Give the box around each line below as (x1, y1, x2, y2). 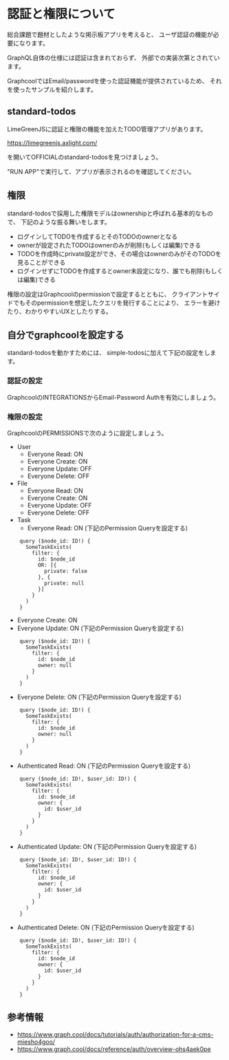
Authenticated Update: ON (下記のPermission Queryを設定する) (17, 842, 197, 850)
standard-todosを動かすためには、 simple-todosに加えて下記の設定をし (7, 349, 210, 357)
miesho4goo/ (17, 1037, 56, 1046)
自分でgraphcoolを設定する (7, 329, 124, 340)
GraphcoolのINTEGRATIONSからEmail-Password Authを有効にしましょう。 (7, 393, 220, 401)
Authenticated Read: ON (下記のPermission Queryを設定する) (17, 761, 191, 770)
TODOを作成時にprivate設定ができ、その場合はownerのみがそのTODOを (17, 249, 222, 258)
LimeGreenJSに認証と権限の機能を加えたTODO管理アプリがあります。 (7, 125, 207, 133)
